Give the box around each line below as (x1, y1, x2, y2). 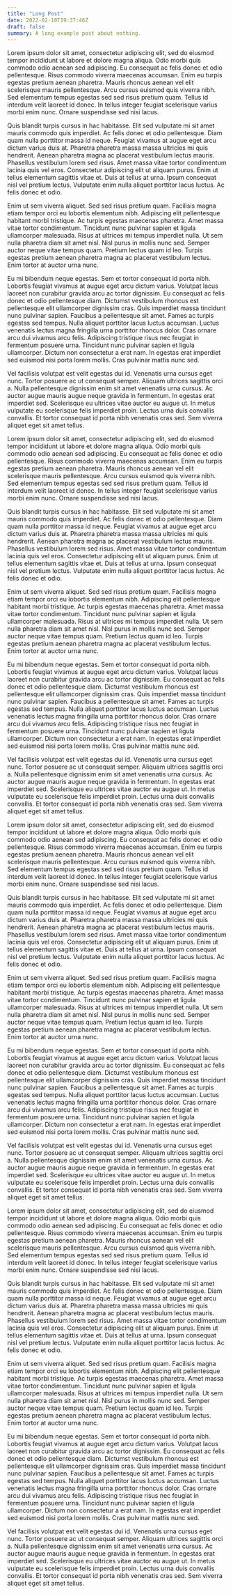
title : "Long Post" (7, 10, 64, 17)
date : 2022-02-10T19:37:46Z (7, 17, 89, 24)
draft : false (7, 23, 45, 30)
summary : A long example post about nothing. (7, 29, 141, 37)
